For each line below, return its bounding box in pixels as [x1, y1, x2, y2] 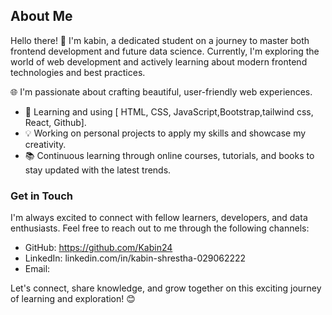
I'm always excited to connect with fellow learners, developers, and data [10, 212, 308, 224]
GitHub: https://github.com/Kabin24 [24, 242, 173, 254]
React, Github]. [24, 116, 87, 128]
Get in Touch [10, 189, 74, 203]
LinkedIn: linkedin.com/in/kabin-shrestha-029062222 [24, 252, 247, 264]
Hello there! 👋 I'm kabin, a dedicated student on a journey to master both [10, 34, 310, 46]
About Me [10, 8, 73, 25]
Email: [24, 263, 51, 275]
